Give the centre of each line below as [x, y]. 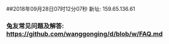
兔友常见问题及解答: [35, 26]
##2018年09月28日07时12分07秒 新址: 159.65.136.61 [71, 9]
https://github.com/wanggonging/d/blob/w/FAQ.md [84, 34]
